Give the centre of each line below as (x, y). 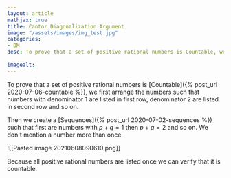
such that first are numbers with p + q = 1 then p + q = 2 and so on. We (108, 127)
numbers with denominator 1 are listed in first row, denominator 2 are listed (113, 99)
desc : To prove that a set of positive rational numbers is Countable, (112, 52)
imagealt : (21, 65)
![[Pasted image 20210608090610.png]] (64, 148)
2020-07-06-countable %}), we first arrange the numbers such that (103, 92)
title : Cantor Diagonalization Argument (66, 26)
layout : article (30, 13)
